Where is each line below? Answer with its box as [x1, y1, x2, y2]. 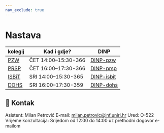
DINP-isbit [90, 73, 116, 80]
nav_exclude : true [5, 7, 44, 13]
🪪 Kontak [5, 98, 35, 107]
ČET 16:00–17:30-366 [29, 65, 86, 72]
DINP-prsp [90, 65, 117, 72]
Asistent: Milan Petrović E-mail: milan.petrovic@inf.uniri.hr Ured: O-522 [5, 112, 154, 118]
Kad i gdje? [43, 48, 72, 55]
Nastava [5, 29, 42, 41]
